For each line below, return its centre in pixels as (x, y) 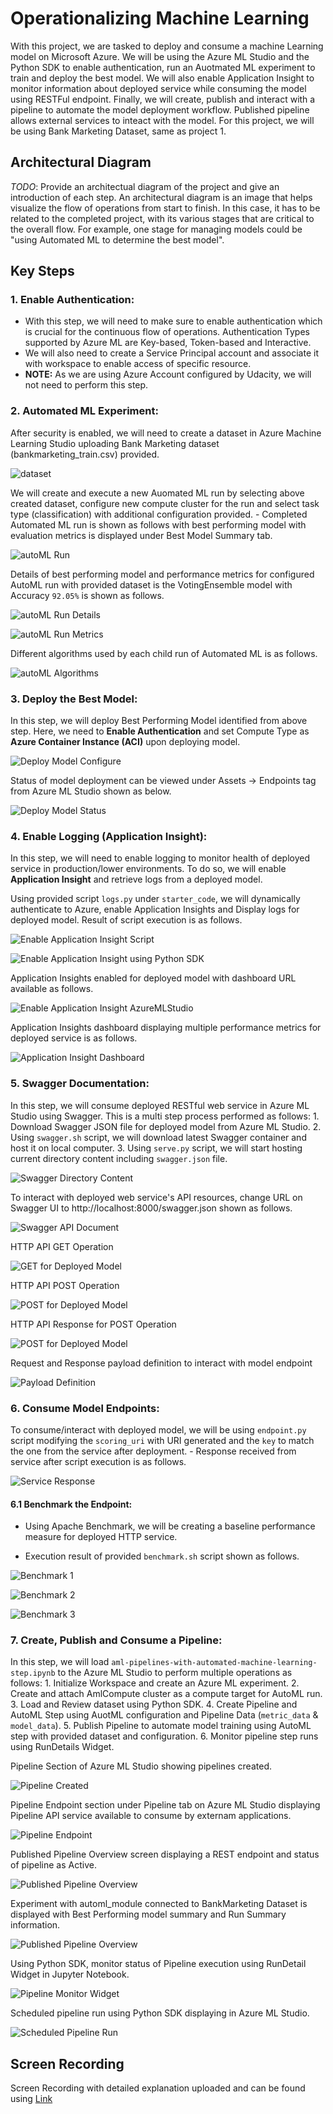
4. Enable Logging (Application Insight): (109, 836)
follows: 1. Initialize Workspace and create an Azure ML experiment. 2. (155, 1683)
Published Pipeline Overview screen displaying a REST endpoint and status (165, 1854)
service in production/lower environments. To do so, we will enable (148, 869)
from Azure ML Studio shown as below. (91, 791)
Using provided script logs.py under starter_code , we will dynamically (155, 899)
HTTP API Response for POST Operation (93, 1324)
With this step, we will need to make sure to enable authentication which (173, 321)
